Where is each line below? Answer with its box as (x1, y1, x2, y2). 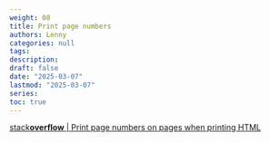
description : (9, 55, 59, 64)
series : (9, 89, 39, 98)
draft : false (9, 64, 59, 73)
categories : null (9, 38, 75, 48)
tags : (9, 47, 30, 56)
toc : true (9, 97, 47, 107)
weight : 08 (9, 13, 51, 23)
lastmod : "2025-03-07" (9, 80, 95, 90)
